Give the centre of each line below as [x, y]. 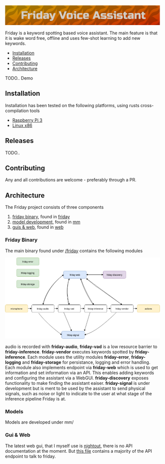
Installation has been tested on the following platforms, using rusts [72, 105]
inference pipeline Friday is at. [36, 399]
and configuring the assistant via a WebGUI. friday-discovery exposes [77, 378]
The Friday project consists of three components [55, 207]
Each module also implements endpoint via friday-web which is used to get [82, 368]
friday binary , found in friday [41, 217]
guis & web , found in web [38, 227]
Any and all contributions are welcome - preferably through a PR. [71, 180]
